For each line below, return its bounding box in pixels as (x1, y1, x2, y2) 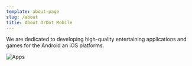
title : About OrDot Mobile (6, 19, 73, 25)
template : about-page (6, 8, 60, 15)
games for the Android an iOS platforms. (6, 42, 105, 49)
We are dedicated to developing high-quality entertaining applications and (6, 36, 187, 43)
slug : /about (6, 14, 38, 20)
